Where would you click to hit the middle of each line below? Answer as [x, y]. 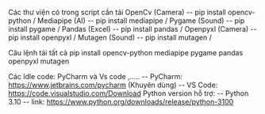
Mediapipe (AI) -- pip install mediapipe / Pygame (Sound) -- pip [141, 21]
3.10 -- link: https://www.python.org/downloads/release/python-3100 [121, 102]
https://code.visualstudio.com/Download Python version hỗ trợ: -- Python [129, 93]
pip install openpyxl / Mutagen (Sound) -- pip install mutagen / [110, 37]
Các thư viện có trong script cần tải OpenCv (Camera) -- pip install [117, 12]
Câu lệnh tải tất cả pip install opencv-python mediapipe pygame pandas [126, 53]
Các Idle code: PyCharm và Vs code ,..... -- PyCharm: [95, 76]
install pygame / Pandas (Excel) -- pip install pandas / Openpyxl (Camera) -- [132, 29]
